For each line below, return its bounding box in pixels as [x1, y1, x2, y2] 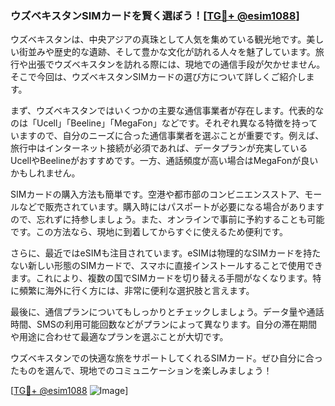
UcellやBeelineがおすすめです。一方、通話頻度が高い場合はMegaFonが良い [10, 155, 319, 167]
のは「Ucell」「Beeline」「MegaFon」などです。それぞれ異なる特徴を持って [10, 117, 318, 129]
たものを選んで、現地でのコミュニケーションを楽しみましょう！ [10, 365, 273, 377]
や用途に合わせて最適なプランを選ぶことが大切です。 [10, 331, 229, 343]
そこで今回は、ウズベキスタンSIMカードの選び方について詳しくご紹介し [10, 71, 307, 83]
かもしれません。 [10, 167, 81, 179]
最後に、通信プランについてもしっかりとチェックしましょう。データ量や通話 [10, 306, 325, 318]
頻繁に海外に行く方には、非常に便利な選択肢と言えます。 [18, 285, 255, 297]
